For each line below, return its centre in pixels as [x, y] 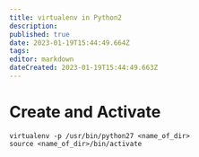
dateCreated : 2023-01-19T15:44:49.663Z [84, 68]
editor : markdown [42, 59]
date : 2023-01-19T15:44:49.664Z [69, 43]
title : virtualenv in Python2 [66, 17]
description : [34, 26]
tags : [19, 51]
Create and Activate [85, 112]
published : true [39, 34]
